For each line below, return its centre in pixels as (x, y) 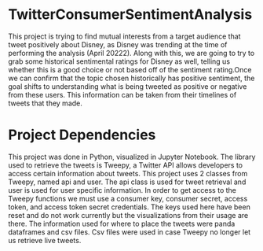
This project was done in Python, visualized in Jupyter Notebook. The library (132, 157)
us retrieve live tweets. (45, 240)
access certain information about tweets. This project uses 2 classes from (128, 173)
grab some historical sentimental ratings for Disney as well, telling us (119, 61)
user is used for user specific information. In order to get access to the (122, 190)
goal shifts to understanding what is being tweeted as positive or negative (128, 86)
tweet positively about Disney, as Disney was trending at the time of (118, 44)
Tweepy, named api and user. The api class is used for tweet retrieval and (127, 182)
